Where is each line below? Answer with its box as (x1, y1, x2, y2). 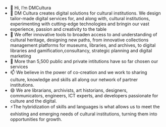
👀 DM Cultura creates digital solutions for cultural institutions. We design (10, 10, 161, 16)
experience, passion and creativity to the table (10, 26, 107, 32)
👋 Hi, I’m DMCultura (10, 5, 51, 11)
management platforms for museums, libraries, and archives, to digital (10, 42, 156, 48)
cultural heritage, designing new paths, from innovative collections (10, 37, 149, 43)
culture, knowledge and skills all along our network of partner (10, 77, 138, 83)
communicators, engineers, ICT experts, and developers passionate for (10, 93, 158, 98)
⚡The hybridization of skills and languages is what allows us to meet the (10, 104, 160, 109)
